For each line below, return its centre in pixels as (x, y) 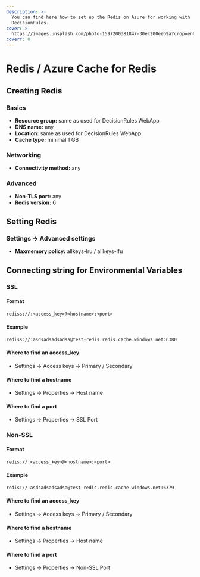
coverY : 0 (18, 39)
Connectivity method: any (48, 168)
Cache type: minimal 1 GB (47, 139)
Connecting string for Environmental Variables (94, 270)
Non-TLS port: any (38, 197)
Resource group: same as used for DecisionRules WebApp (87, 120)
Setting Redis (32, 221)
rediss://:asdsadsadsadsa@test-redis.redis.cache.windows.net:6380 (92, 339)
